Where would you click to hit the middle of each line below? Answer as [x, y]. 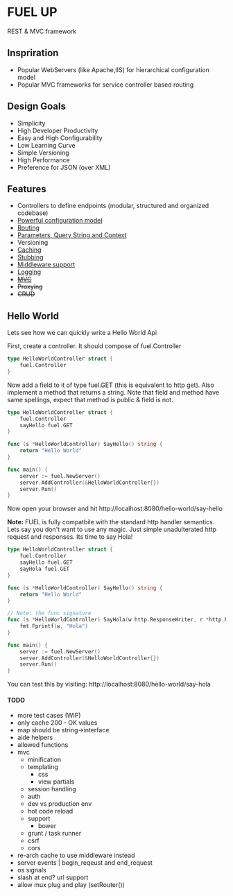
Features [27, 189]
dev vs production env [60, 804]
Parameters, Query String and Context [72, 235]
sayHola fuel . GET [45, 569]
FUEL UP [32, 12]
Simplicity [31, 123]
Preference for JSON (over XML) [64, 167]
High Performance [44, 160]
